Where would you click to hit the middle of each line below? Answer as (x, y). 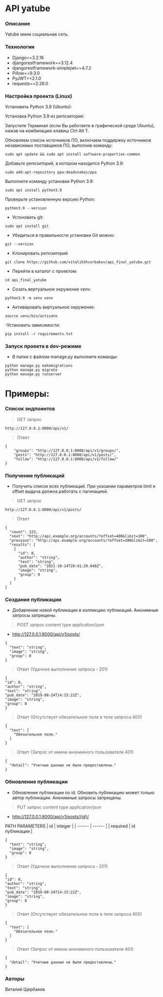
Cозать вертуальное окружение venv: (52, 289)
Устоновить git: (28, 217)
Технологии (20, 47)
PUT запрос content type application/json (59, 807)
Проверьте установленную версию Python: (50, 199)
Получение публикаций (35, 476)
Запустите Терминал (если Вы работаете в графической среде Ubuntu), (80, 126)
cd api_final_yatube (26, 280)
